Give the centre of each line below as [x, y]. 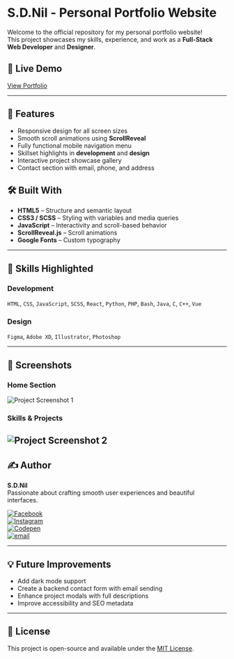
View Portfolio [27, 86]
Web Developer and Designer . [52, 47]
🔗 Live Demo [35, 69]
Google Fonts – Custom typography [69, 240]
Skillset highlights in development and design [83, 153]
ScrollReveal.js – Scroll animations [67, 233]
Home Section [32, 385]
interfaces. [23, 500]
